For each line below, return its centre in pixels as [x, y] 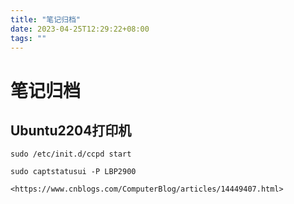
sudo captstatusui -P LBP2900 [73, 172]
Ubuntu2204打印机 [71, 130]
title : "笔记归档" [46, 19]
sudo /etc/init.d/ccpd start [71, 154]
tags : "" [28, 38]
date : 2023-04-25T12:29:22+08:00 [80, 29]
